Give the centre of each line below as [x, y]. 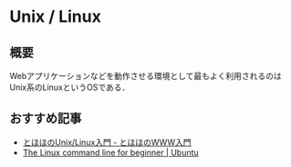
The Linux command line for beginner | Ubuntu [110, 152]
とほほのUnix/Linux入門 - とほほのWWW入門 [107, 142]
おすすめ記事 [46, 118]
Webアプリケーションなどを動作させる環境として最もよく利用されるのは [146, 76]
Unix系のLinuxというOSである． [70, 87]
